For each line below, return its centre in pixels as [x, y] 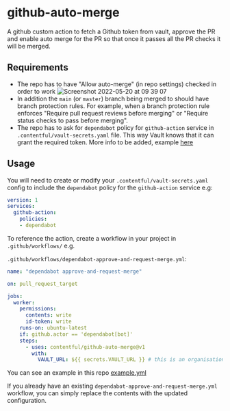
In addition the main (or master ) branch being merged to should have [113, 98]
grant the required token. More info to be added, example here [105, 142]
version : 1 [23, 200]
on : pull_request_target [42, 284]
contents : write [48, 315]
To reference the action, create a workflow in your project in [92, 238]
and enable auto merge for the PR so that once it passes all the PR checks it [114, 38]
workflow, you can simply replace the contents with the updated [98, 393]
